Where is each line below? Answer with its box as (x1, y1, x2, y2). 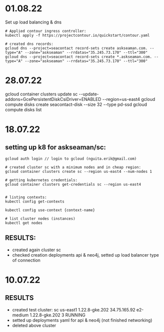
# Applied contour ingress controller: (5, 28, 87, 33)
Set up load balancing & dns (5, 19, 62, 25)
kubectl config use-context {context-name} (5, 208, 95, 213)
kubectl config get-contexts (5, 199, 65, 204)
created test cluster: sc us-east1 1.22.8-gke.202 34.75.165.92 (12, 307, 136, 312)
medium (12, 312, 29, 318)
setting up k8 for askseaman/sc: (5, 143, 106, 152)
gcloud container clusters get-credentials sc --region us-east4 (5, 182, 141, 187)
